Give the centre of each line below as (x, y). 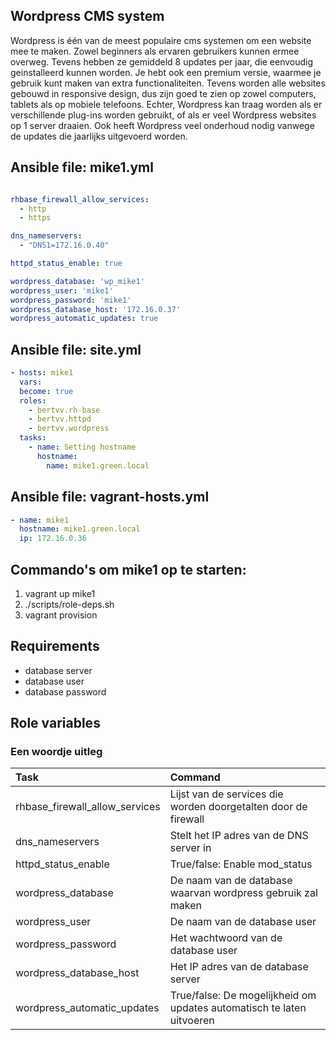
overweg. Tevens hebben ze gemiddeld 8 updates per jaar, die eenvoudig (162, 61)
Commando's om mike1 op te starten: (128, 569)
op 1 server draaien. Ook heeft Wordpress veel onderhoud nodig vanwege (162, 125)
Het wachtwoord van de (226, 938)
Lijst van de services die (226, 794)
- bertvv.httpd (60, 419)
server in (190, 848)
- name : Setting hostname (82, 447)
